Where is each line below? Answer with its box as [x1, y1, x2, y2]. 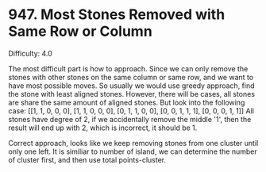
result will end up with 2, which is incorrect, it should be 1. [8, 123, 198, 132]
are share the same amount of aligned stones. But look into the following [8, 97, 245, 107]
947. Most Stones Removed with [8, 6, 226, 24]
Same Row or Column [8, 22, 152, 40]
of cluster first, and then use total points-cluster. [8, 155, 167, 164]
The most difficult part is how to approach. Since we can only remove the [8, 63, 249, 73]
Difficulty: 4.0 [8, 48, 53, 58]
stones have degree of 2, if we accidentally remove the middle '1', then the [8, 114, 252, 124]
